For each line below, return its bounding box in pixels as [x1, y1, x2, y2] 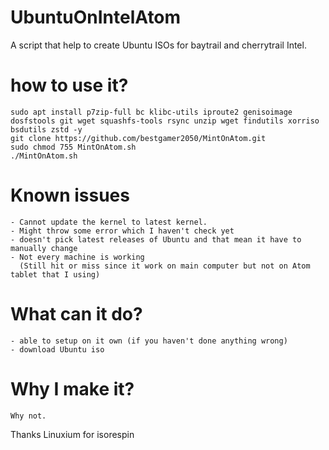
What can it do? [10, 303, 143, 325]
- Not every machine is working [10, 252, 145, 262]
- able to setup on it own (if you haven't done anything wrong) [10, 336, 288, 346]
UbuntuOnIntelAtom [10, 6, 182, 29]
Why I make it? [10, 377, 135, 400]
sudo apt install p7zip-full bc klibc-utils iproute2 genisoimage [10, 107, 293, 117]
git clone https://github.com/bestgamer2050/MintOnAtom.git [10, 133, 267, 143]
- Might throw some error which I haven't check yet [10, 226, 235, 236]
